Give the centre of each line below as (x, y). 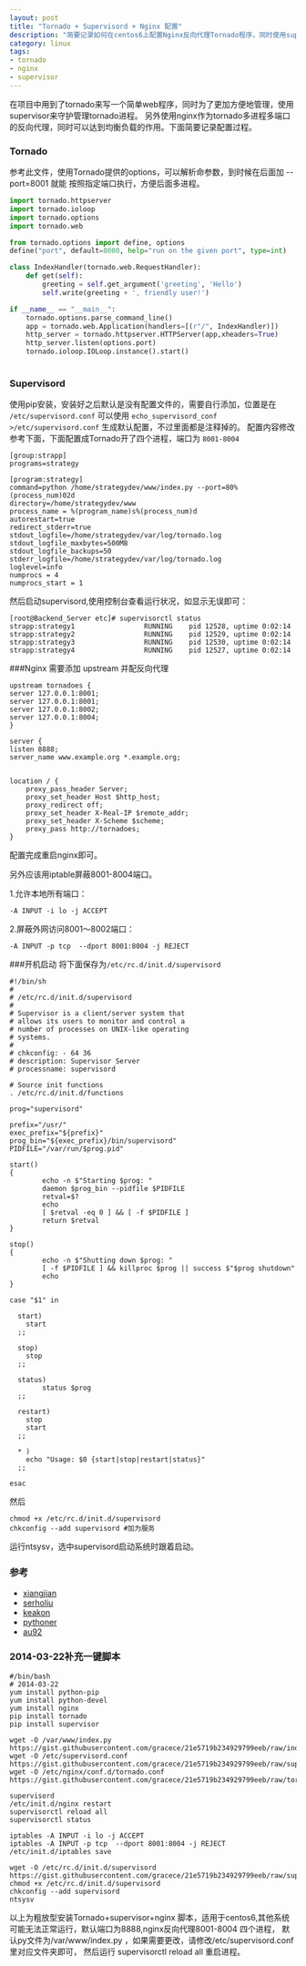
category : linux (40, 43)
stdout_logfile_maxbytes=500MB (69, 544)
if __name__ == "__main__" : (63, 309)
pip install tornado (49, 1716)
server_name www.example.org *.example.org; (95, 758)
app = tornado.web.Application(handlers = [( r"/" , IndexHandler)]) (153, 326)
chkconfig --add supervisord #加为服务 (82, 1529)
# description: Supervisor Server (75, 1062)
